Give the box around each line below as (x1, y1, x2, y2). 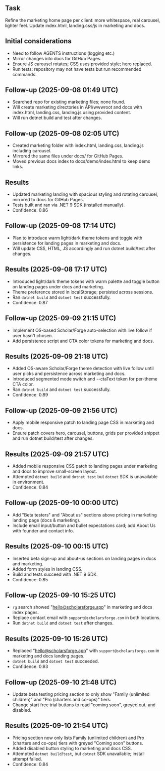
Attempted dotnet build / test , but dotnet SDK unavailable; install (12, 751, 145, 757)
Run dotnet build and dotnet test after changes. (12, 620, 114, 626)
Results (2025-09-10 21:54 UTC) (5, 722, 109, 730)
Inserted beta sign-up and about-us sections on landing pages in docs (12, 555, 157, 561)
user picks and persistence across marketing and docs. (12, 371, 126, 377)
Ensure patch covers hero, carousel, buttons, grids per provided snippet (12, 430, 160, 436)
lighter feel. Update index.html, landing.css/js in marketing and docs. (5, 22, 145, 28)
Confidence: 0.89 (12, 392, 48, 398)
